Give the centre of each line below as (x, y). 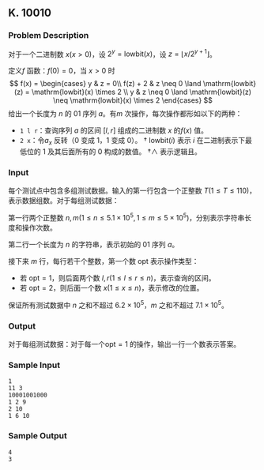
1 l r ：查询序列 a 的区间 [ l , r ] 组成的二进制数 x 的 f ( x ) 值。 (113, 130)
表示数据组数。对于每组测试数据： (64, 201)
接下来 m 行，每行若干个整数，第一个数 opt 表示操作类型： (104, 261)
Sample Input (34, 365)
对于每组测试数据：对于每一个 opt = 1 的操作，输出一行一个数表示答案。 (124, 344)
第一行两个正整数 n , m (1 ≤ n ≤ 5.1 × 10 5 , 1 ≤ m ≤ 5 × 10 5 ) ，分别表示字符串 (126, 217)
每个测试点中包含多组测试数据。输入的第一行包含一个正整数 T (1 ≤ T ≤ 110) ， (132, 191)
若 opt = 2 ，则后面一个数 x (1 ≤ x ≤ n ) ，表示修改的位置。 (111, 288)
